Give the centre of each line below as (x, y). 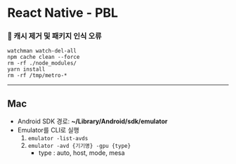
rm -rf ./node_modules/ (42, 63)
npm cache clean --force (44, 57)
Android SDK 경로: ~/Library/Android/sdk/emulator (92, 121)
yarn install (26, 69)
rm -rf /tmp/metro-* (38, 76)
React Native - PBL (63, 13)
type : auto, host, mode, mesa (81, 153)
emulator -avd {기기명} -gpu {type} (79, 146)
